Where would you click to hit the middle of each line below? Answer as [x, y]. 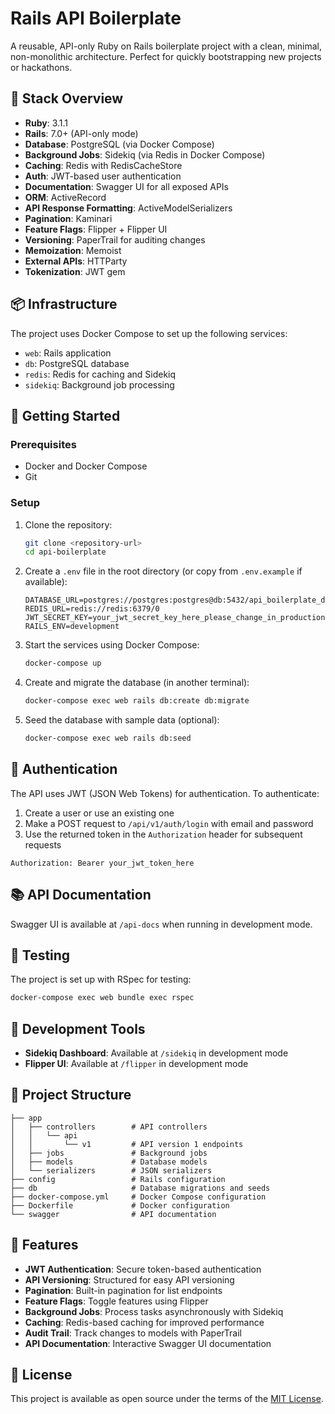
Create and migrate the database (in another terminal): [137, 683]
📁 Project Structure [71, 1095]
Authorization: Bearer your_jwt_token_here [102, 863]
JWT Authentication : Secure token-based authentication [143, 1269]
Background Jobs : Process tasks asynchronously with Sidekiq [154, 1311]
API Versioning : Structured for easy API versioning [129, 1279]
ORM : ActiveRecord [65, 197]
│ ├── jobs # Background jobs [109, 1153]
